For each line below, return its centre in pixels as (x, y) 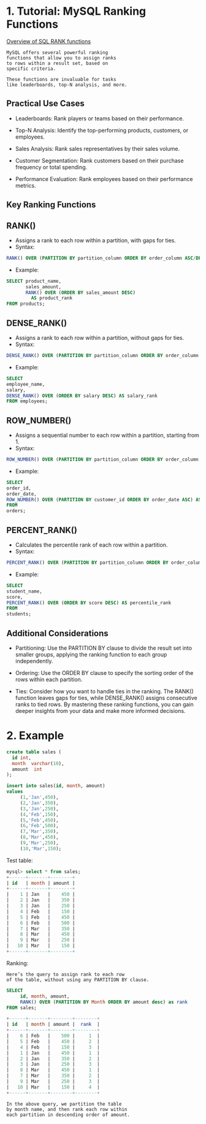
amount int (27, 769)
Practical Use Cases (45, 103)
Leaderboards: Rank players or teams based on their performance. (99, 118)
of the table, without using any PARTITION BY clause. (78, 980)
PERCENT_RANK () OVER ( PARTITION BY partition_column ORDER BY (87, 563)
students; (19, 614)
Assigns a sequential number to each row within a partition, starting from (107, 435)
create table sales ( (34, 752)
